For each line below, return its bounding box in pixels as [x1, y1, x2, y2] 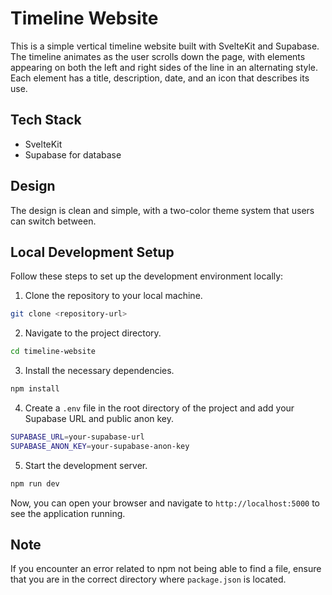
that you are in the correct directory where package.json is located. [10, 573, 287, 586]
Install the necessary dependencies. [24, 365, 175, 377]
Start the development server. [24, 459, 148, 471]
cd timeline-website [10, 347, 97, 357]
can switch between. [10, 215, 97, 227]
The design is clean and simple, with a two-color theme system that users [10, 204, 315, 216]
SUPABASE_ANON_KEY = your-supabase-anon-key [10, 441, 190, 451]
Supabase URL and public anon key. [24, 413, 175, 424]
